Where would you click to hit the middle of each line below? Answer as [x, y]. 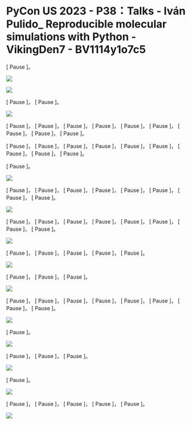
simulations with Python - [71, 37]
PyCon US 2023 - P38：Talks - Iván [96, 11]
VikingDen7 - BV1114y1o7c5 [76, 50]
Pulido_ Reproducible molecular [87, 24]
